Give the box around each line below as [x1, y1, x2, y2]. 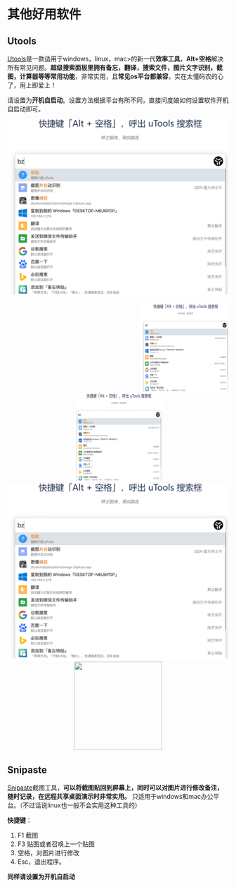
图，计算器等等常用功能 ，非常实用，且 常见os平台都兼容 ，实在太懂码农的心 [7, 72, 224, 80]
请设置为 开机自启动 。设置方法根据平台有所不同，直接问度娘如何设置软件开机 [7, 96, 229, 104]
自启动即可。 [7, 105, 44, 113]
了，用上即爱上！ [7, 81, 57, 89]
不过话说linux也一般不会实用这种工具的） [22, 801, 141, 809]
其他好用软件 [7, 6, 82, 23]
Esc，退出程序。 [17, 857, 65, 866]
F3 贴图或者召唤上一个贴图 [17, 840, 95, 848]
